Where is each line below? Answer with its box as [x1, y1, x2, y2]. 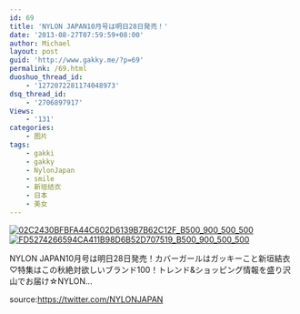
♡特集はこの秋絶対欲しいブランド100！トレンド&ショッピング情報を [9, 264, 267, 275]
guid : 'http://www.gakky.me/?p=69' [9, 56, 145, 65]
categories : [9, 124, 55, 133]
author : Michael [9, 38, 71, 48]
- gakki [25, 148, 55, 157]
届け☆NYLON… [33, 275, 93, 287]
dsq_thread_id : [9, 89, 67, 98]
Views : [9, 106, 35, 116]
